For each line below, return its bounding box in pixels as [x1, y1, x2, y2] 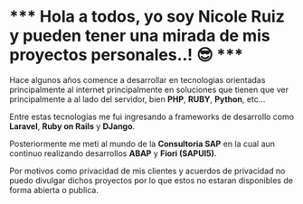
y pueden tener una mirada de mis [9, 25, 270, 46]
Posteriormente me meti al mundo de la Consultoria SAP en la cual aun [9, 138, 276, 149]
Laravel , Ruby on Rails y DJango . [9, 120, 136, 132]
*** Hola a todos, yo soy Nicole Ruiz [9, 6, 285, 27]
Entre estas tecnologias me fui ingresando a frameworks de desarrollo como [9, 111, 295, 122]
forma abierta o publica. [9, 184, 99, 195]
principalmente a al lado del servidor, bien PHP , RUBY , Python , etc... [9, 93, 266, 105]
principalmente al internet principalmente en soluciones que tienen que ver [9, 84, 289, 95]
